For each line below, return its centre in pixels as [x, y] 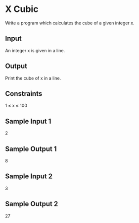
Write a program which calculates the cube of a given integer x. [70, 23]
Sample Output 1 [31, 149]
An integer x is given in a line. [35, 50]
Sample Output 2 [32, 204]
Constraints [24, 94]
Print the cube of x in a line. [33, 78]
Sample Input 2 [29, 177]
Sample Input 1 [28, 121]
